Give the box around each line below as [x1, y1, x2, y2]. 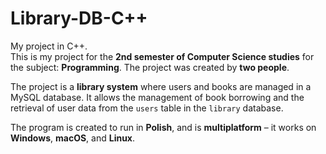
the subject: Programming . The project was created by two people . [10, 61, 290, 73]
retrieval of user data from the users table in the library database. [10, 102, 284, 114]
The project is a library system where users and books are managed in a [10, 80, 312, 92]
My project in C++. [10, 40, 88, 52]
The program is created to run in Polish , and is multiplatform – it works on [10, 121, 317, 133]
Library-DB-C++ [10, 7, 148, 30]
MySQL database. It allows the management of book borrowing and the [10, 91, 305, 103]
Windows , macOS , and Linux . [10, 132, 136, 144]
